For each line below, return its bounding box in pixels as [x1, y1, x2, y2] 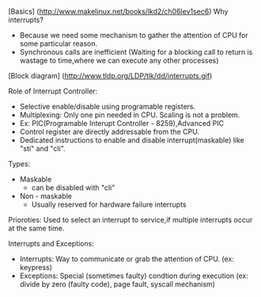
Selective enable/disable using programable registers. [19, 102, 196, 111]
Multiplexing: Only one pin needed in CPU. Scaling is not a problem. [19, 110, 240, 120]
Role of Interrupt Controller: [8, 86, 98, 96]
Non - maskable [19, 192, 73, 200]
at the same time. [8, 223, 65, 233]
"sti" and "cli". [19, 144, 66, 153]
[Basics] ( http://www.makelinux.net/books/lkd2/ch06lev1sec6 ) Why [8, 7, 229, 16]
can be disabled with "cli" [31, 183, 115, 192]
